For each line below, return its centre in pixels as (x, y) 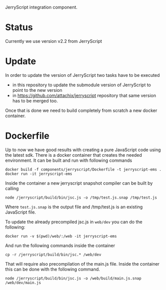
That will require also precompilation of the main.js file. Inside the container (82, 264)
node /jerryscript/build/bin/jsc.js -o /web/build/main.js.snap (73, 278)
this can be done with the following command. (53, 269)
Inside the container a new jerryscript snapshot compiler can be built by (79, 183)
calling (12, 188)
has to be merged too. (35, 101)
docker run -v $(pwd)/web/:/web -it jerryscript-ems (61, 236)
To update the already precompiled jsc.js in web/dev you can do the (74, 222)
